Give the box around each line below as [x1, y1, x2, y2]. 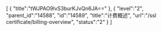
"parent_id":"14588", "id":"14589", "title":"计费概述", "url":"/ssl [6, 12, 157, 19]
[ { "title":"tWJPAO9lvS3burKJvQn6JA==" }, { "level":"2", [6, 5, 144, 12]
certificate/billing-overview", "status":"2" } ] [6, 19, 113, 25]
